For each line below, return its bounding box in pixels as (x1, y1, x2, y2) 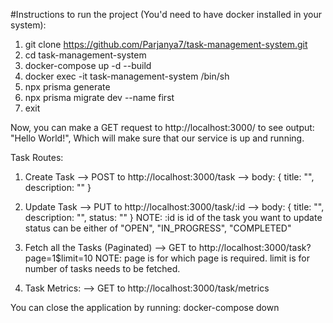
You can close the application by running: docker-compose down (10, 302, 280, 313)
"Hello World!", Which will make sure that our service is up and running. (10, 132, 305, 144)
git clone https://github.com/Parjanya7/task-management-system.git (24, 39, 308, 50)
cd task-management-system (24, 49, 147, 61)
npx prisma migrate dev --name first (24, 92, 175, 103)
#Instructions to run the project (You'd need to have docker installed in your (10, 9, 323, 20)
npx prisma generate (24, 81, 111, 93)
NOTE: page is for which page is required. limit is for (94, 252, 311, 264)
